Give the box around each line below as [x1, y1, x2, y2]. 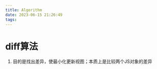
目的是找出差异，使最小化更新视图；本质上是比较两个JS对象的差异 [12, 58, 152, 64]
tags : [5, 17, 17, 22]
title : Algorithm [5, 7, 42, 13]
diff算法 [5, 40, 38, 52]
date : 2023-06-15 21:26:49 [5, 12, 63, 17]
